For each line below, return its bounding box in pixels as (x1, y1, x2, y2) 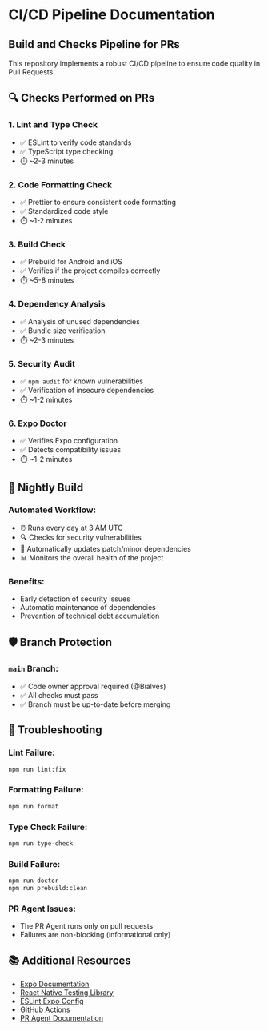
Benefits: (8, 576, 46, 587)
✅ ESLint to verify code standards (19, 138, 132, 147)
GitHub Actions (19, 1005, 70, 1014)
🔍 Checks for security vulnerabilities (19, 532, 142, 542)
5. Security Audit (8, 358, 76, 369)
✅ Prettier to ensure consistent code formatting (19, 197, 177, 207)
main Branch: (8, 663, 58, 674)
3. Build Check (8, 239, 66, 250)
